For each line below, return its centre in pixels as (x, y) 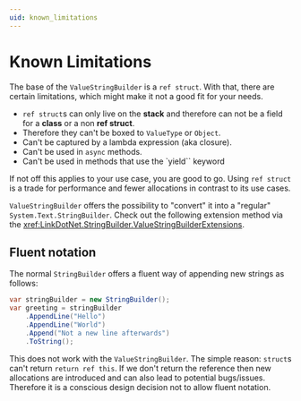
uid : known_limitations (54, 17)
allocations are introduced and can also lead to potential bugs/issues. (138, 378)
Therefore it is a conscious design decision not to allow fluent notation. (140, 387)
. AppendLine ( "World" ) (65, 325)
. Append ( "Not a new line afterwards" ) (98, 333)
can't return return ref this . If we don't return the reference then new (140, 368)
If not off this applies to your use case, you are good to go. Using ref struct (150, 178)
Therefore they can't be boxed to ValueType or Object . (121, 132)
